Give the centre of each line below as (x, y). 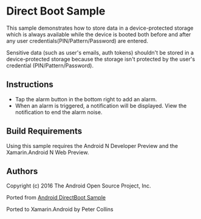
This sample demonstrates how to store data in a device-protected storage (100, 28)
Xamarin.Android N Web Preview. (48, 152)
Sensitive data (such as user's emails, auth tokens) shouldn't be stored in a (100, 52)
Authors (22, 171)
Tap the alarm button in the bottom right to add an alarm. (86, 99)
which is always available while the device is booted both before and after (99, 34)
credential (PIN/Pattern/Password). (50, 66)
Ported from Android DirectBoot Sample (56, 198)
